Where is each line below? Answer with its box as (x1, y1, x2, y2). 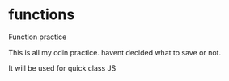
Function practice (8, 32, 67, 42)
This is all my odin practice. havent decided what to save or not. (8, 47, 221, 57)
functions (8, 6, 75, 24)
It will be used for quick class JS (8, 63, 117, 73)
